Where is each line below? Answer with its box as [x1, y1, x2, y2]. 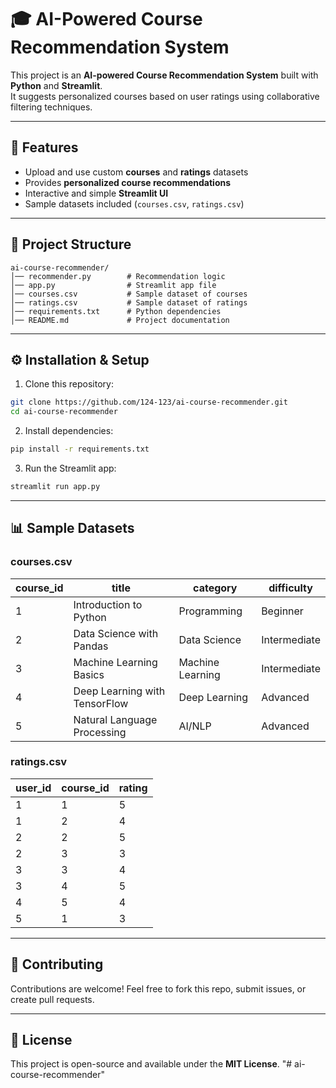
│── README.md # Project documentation [10, 315, 230, 325]
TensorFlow [73, 696, 129, 710]
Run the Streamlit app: [24, 462, 117, 474]
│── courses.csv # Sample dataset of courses [10, 289, 248, 299]
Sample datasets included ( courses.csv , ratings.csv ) [24, 197, 245, 210]
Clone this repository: [24, 378, 114, 390]
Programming [178, 604, 243, 618]
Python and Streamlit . [10, 79, 103, 91]
